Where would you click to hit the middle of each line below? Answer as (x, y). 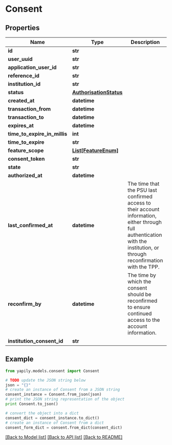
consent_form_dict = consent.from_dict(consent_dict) (64, 428)
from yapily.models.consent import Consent (52, 371)
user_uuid (20, 59)
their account (144, 209)
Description (145, 42)
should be (140, 294)
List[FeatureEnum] (95, 150)
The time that (144, 184)
